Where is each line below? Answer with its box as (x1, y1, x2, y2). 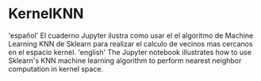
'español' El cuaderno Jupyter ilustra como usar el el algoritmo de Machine (8, 31, 254, 40)
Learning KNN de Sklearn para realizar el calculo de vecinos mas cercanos (8, 39, 253, 48)
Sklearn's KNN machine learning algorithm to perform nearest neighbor (8, 56, 242, 65)
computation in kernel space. (8, 64, 104, 73)
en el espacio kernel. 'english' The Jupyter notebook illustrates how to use (8, 47, 252, 57)
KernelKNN (8, 5, 84, 23)
